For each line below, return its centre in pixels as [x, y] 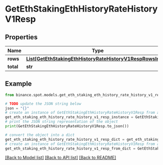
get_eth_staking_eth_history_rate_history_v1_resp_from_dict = [70, 149]
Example [18, 84]
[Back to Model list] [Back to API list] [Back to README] [61, 158]
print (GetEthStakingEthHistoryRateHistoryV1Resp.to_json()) [67, 126]
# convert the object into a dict [40, 135]
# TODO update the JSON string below [43, 104]
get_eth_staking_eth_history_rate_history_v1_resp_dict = [65, 139]
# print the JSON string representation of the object [62, 122]
